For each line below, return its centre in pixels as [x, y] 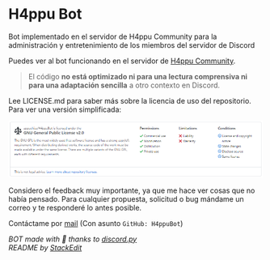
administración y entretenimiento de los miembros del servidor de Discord [132, 45]
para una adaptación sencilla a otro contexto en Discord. [124, 85]
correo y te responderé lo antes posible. [75, 207]
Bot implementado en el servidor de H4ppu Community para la [113, 36]
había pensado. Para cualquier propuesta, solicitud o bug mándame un [126, 198]
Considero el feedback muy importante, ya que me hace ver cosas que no [132, 190]
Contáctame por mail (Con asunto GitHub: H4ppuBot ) [96, 223]
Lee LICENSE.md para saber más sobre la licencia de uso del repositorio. [130, 100]
